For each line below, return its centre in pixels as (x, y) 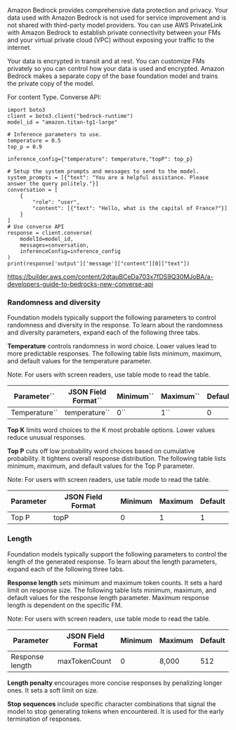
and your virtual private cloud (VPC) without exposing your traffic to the (111, 40)
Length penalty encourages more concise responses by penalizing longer (115, 683)
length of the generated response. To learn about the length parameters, (112, 561)
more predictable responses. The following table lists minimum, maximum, (115, 353)
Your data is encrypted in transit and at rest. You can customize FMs (106, 61)
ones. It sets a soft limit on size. (53, 690)
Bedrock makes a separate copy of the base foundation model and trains (113, 76)
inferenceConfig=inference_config (70, 252)
